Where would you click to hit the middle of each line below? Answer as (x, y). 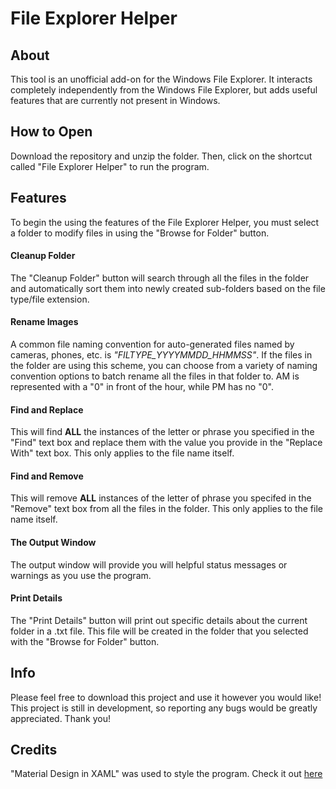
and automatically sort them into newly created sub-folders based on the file (168, 288)
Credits (34, 750)
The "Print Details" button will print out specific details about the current (159, 620)
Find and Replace (47, 409)
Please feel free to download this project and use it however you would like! (166, 697)
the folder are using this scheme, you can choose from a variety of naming (164, 366)
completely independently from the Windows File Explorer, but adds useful (164, 90)
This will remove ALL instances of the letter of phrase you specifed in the (161, 498)
